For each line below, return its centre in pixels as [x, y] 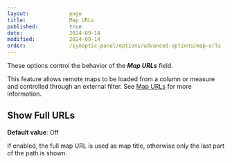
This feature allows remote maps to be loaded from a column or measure [111, 79]
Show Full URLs [41, 115]
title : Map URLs [51, 20]
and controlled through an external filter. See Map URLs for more [99, 86]
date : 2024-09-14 [54, 33]
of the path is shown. [37, 153]
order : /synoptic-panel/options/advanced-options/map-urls [114, 46]
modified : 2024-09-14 [54, 40]
